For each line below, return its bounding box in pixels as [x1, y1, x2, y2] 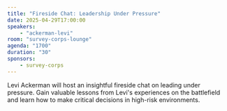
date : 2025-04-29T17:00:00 [7, 17, 86, 24]
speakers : [7, 23, 36, 30]
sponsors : [7, 55, 36, 62]
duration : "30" [7, 49, 52, 56]
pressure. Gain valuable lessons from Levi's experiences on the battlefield [7, 88, 221, 96]
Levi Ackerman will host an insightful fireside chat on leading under [7, 80, 200, 89]
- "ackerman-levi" [20, 29, 73, 37]
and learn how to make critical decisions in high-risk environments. [7, 95, 200, 104]
